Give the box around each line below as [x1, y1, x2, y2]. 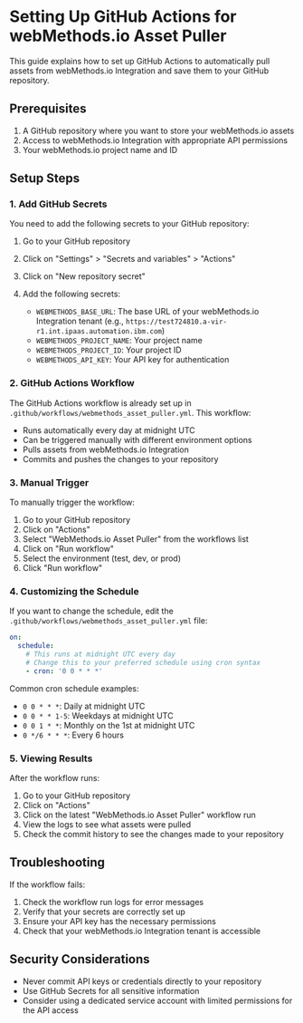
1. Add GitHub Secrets [9, 198, 108, 210]
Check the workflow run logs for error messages [22, 896, 204, 907]
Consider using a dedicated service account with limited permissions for [22, 995, 293, 1006]
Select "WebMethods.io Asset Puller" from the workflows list [22, 534, 249, 545]
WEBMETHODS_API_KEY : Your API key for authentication [35, 354, 230, 365]
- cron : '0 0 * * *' [25, 666, 103, 676]
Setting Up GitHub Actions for [9, 6, 237, 27]
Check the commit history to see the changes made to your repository [22, 829, 285, 839]
